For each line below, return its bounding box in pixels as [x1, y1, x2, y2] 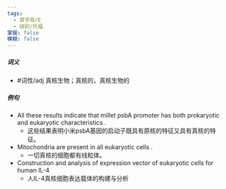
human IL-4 [16, 166, 50, 175]
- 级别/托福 [13, 23, 43, 30]
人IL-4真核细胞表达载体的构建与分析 [27, 175, 129, 183]
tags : [7, 10, 23, 17]
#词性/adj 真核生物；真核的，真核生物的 [16, 76, 130, 85]
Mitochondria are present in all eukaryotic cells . [16, 143, 153, 151]
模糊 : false [7, 36, 39, 43]
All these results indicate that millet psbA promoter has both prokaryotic [16, 111, 220, 120]
